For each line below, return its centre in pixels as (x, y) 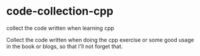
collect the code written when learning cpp (60, 28)
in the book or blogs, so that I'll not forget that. (65, 46)
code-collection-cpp (60, 11)
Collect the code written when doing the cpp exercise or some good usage (100, 40)
